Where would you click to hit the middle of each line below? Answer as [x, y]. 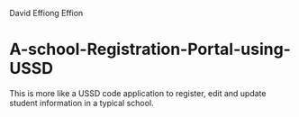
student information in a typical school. [82, 103]
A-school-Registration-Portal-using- [150, 49]
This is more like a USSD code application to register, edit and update [138, 93]
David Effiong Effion [46, 13]
